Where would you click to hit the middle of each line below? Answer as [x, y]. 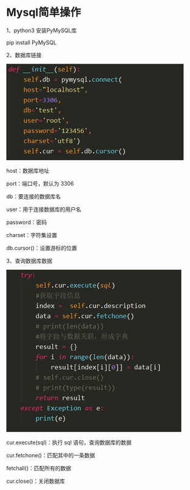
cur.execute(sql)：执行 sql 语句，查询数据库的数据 [69, 442]
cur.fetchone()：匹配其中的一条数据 [51, 455]
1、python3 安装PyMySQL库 [42, 30]
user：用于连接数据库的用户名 [44, 209]
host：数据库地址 [28, 170]
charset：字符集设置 [32, 235]
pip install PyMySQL [31, 42]
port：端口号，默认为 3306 [40, 183]
